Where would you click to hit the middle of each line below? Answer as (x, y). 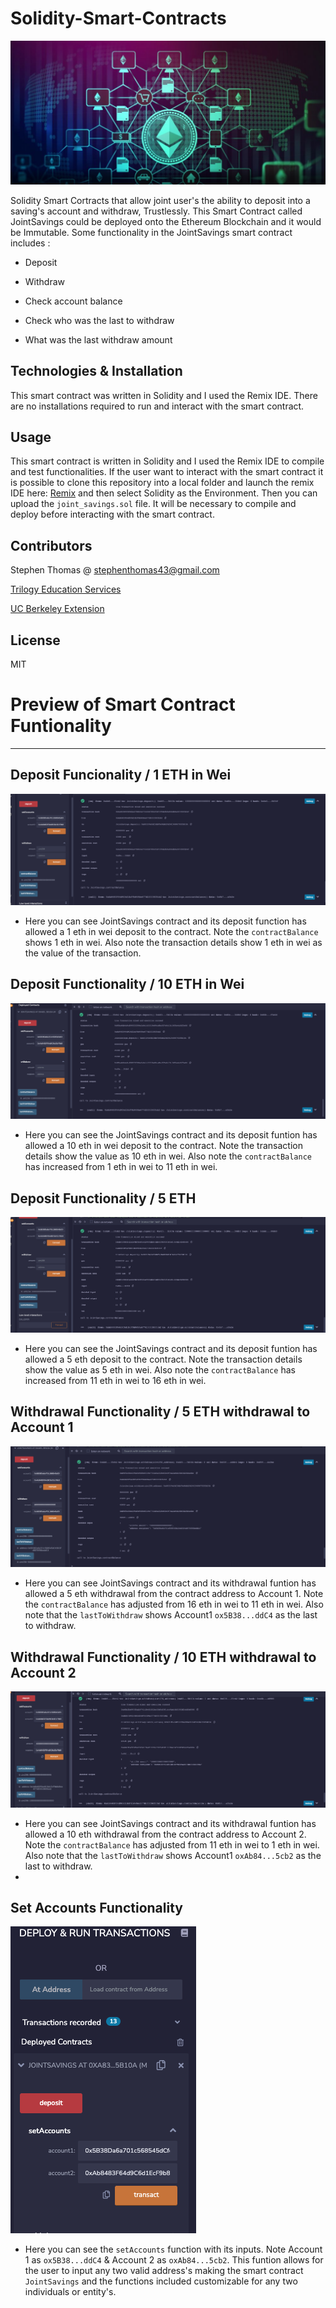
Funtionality (61, 726)
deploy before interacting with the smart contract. (112, 514)
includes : (30, 243)
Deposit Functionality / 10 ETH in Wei (127, 984)
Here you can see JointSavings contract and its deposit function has (165, 921)
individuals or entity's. (70, 2292)
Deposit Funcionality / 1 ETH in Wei (121, 775)
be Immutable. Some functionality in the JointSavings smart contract (151, 232)
